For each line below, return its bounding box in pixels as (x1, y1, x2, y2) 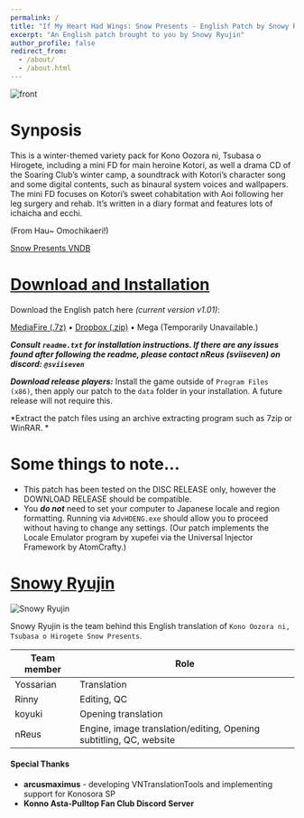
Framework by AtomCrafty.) (23, 541, 127, 552)
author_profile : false (10, 38, 96, 48)
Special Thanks (10, 758, 70, 769)
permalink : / (10, 13, 60, 23)
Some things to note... (10, 454, 180, 475)
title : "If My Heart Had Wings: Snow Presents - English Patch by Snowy (10, 22, 290, 31)
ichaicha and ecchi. (10, 207, 83, 218)
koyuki (14, 707, 43, 719)
